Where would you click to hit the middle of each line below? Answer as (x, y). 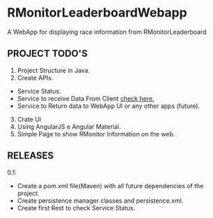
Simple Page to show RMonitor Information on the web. (96, 134)
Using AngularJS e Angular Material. (69, 127)
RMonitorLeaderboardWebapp (97, 13)
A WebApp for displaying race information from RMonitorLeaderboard (107, 32)
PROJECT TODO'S (48, 54)
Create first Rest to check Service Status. (76, 208)
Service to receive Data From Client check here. (86, 98)
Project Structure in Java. (53, 70)
